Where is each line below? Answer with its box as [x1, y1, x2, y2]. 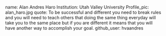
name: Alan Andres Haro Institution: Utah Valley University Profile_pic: [5, 4, 149, 10]
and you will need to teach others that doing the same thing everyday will [5, 15, 156, 20]
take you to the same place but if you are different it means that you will [5, 20, 153, 26]
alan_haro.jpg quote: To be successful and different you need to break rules [5, 9, 161, 15]
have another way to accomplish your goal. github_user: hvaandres [5, 25, 143, 31]
